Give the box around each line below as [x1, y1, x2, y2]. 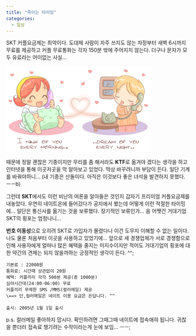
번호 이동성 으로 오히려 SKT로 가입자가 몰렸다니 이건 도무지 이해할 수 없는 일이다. [6, 227, 189, 234]
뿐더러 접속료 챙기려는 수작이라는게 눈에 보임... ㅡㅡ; [12, 324, 131, 331]
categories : [6, 15, 35, 22]
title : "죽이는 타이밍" [6, 9, 57, 15]
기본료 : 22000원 [6, 262, 44, 268]
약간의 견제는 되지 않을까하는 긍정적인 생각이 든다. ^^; [12, 249, 135, 256]
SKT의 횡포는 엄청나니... [6, 215, 61, 222]
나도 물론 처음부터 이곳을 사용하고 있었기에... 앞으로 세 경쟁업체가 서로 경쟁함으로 [6, 235, 190, 242]
